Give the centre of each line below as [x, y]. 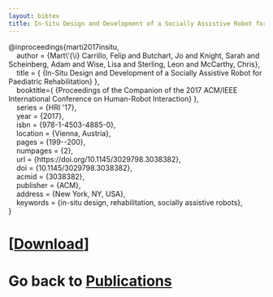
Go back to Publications [90, 281]
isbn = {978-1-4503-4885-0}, [66, 124]
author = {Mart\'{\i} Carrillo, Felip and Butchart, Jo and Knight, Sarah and [138, 55]
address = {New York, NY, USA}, [71, 194]
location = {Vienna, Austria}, [63, 133]
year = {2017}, [40, 116]
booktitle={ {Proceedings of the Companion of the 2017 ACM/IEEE [127, 90]
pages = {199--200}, [51, 142]
